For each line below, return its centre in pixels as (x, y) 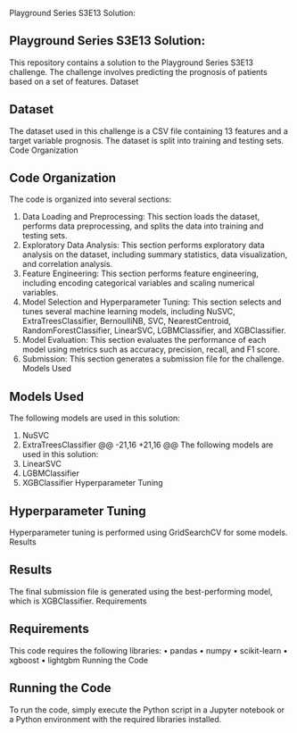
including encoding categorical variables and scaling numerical (138, 283)
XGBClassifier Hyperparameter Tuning (92, 483)
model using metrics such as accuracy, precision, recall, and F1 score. (151, 350)
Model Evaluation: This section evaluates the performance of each (144, 340)
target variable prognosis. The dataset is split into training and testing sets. (146, 140)
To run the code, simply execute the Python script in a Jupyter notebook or (147, 710)
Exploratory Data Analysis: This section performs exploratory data (143, 246)
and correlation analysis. (67, 264)
